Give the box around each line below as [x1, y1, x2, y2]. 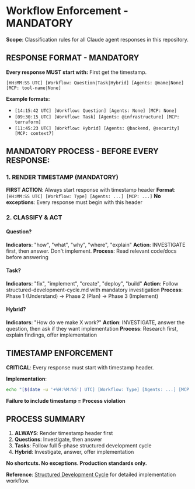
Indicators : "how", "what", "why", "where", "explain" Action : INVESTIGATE [6, 241, 186, 248]
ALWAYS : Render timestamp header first [14, 430, 113, 437]
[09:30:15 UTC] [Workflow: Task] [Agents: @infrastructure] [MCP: [14, 114, 180, 120]
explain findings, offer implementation [6, 331, 97, 338]
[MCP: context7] [14, 130, 54, 136]
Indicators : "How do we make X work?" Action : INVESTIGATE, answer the [6, 318, 185, 326]
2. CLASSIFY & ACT [6, 213, 62, 222]
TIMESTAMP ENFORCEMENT [6, 348, 114, 358]
